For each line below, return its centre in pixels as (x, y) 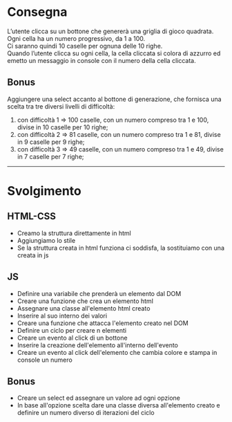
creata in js (33, 255)
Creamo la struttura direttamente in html (74, 233)
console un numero (45, 360)
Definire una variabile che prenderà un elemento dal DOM (99, 293)
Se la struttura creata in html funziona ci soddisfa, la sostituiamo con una (120, 248)
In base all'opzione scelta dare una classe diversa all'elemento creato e (118, 405)
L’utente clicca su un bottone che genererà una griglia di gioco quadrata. (110, 31)
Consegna (37, 12)
